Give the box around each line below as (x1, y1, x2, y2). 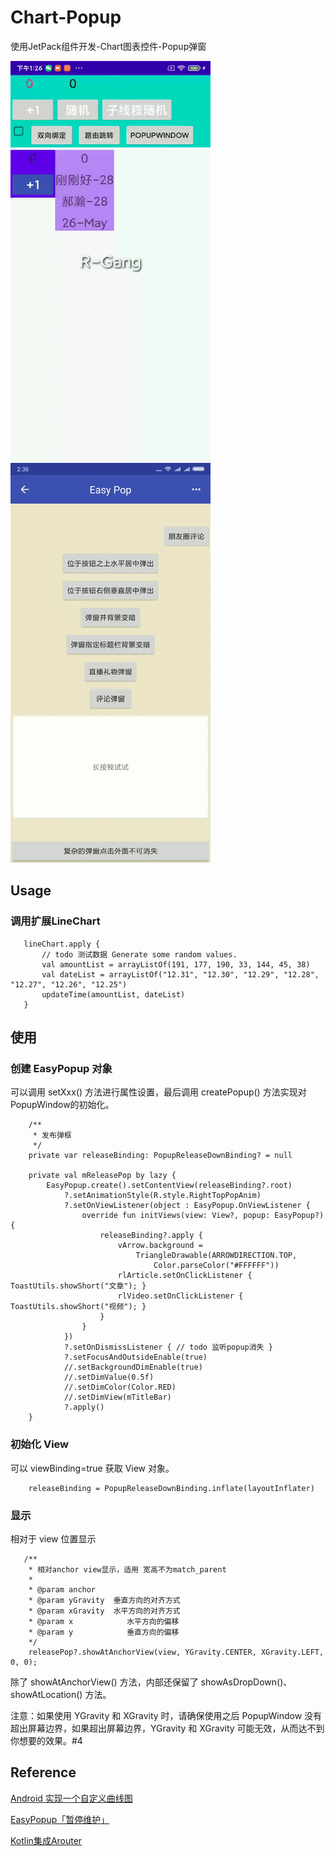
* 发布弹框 (32, 1131, 72, 1141)
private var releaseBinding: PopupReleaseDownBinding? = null (28, 1151, 293, 1161)
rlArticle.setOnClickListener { (117, 1271, 253, 1281)
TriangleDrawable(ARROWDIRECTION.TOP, (135, 1251, 298, 1261)
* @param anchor (28, 1584, 97, 1595)
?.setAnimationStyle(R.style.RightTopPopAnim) (63, 1191, 262, 1201)
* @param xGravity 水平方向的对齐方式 (28, 1606, 181, 1616)
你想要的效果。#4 (10, 1734, 83, 1746)
